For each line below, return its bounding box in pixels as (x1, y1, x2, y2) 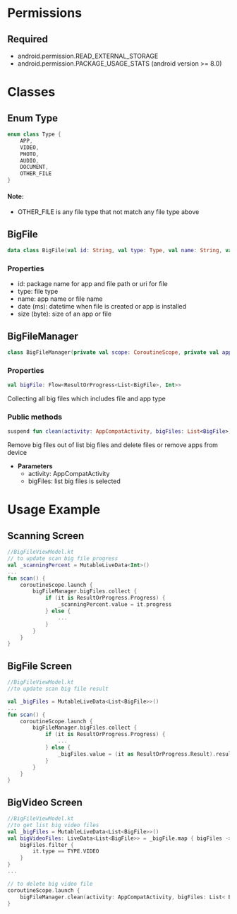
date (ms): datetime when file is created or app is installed (17, 302, 187, 311)
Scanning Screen (7, 530, 85, 542)
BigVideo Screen (7, 796, 83, 808)
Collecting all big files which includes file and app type (7, 394, 166, 403)
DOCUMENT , (20, 164, 49, 171)
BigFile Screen (7, 660, 73, 672)
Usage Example (7, 501, 101, 518)
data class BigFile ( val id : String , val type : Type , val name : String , (7, 247, 223, 254)
